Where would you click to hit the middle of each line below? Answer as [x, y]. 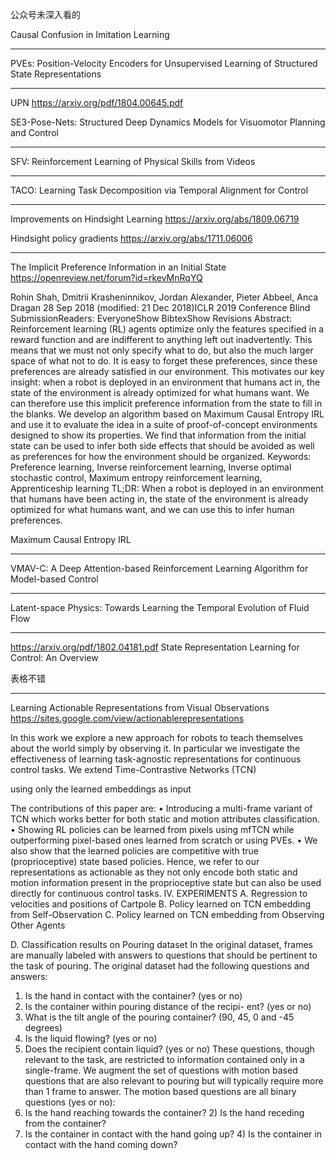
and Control [34, 132]
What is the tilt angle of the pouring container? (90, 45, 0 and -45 [159, 1017]
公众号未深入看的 [45, 14]
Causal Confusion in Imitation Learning [90, 34]
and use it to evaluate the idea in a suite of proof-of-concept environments [164, 424]
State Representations [56, 74]
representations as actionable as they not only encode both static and [154, 872]
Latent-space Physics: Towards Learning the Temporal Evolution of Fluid [160, 607]
